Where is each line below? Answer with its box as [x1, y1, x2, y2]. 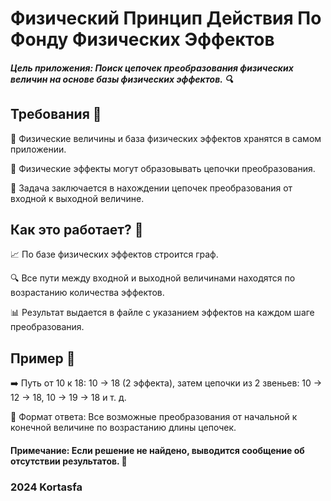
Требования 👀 [10, 106, 102, 123]
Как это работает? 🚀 [10, 221, 144, 238]
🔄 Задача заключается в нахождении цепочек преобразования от [10, 182, 293, 194]
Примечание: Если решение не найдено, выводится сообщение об [10, 444, 305, 456]
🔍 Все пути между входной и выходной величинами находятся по [10, 272, 296, 284]
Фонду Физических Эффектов [10, 28, 275, 51]
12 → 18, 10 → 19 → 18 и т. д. [10, 392, 127, 404]
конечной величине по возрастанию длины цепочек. [10, 422, 237, 434]
